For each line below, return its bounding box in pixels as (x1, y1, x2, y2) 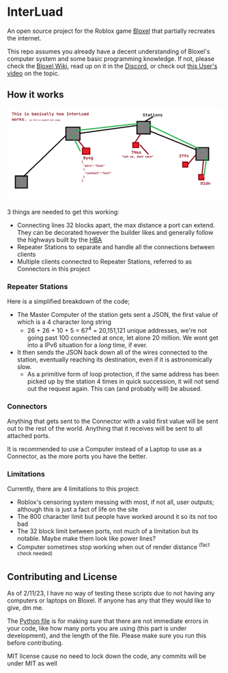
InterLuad (7, 4, 63, 20)
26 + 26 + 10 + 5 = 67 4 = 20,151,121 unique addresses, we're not (27, 325, 208, 334)
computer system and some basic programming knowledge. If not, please (7, 54, 215, 62)
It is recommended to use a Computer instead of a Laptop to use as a (7, 445, 202, 453)
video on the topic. (7, 69, 60, 77)
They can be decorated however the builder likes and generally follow (16, 228, 214, 236)
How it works (7, 89, 64, 101)
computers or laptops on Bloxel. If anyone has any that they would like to (7, 596, 212, 605)
